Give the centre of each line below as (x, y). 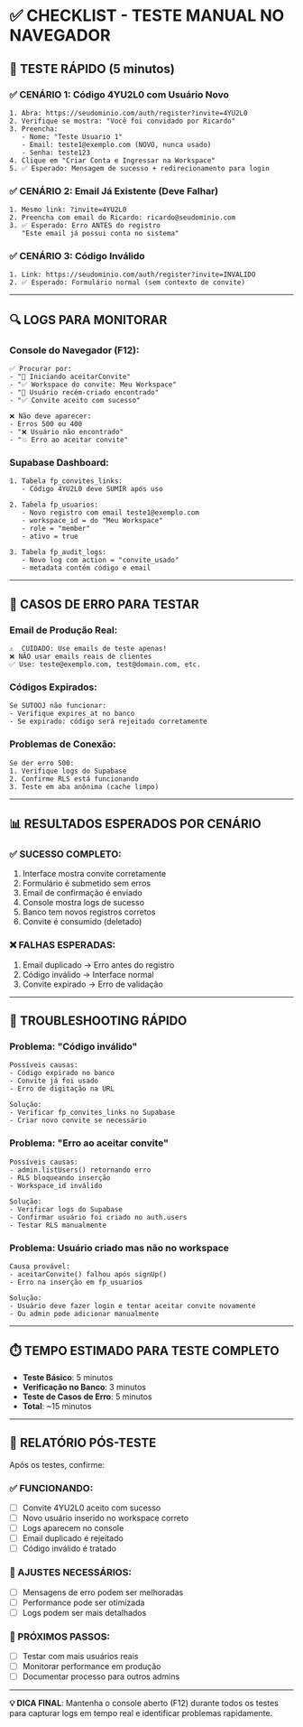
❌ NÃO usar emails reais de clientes (81, 657)
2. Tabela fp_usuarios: (54, 505)
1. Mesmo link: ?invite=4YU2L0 (68, 210)
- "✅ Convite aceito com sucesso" (75, 401)
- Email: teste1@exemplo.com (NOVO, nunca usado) (116, 144)
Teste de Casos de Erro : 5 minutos (87, 1397)
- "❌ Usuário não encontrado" (67, 432)
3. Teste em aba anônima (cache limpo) (84, 786)
